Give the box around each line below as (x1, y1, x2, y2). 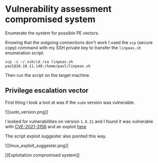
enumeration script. (5, 50, 45, 56)
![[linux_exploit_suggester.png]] (5, 142, 68, 148)
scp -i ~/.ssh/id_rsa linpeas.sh (5, 59, 73, 64)
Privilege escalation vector (5, 87, 89, 95)
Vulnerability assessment (5, 3, 112, 15)
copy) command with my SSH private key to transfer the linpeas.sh (5, 45, 141, 50)
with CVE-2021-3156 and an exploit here (5, 123, 87, 129)
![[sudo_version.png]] (5, 109, 48, 115)
